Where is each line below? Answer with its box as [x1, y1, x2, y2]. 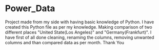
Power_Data [5, 3, 55, 14]
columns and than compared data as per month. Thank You [5, 39, 124, 45]
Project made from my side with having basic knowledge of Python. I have [5, 19, 155, 25]
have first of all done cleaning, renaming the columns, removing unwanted [5, 34, 155, 40]
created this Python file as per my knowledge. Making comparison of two [5, 24, 153, 30]
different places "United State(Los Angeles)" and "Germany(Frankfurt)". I [5, 29, 152, 35]
